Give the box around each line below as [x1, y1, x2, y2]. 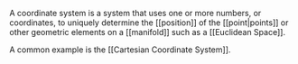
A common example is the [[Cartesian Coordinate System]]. [9, 44, 231, 55]
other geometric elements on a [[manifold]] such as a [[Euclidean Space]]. [9, 27, 286, 37]
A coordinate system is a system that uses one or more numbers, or [9, 8, 262, 18]
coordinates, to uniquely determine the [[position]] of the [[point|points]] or [9, 17, 289, 28]
